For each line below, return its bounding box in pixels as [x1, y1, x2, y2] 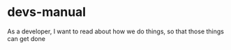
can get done [7, 34, 45, 42]
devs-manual [7, 4, 86, 20]
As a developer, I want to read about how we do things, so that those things [7, 27, 225, 35]
